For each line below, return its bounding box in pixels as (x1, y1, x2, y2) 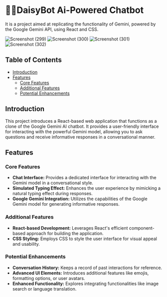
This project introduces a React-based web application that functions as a (5, 118, 157, 124)
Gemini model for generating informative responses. (12, 201, 120, 207)
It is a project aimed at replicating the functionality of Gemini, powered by (5, 21, 156, 27)
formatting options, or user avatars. (12, 275, 86, 281)
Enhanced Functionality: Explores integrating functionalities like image (12, 281, 159, 287)
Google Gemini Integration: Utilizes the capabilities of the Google (12, 196, 148, 202)
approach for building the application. (26, 230, 104, 236)
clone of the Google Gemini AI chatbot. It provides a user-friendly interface (5, 123, 159, 129)
